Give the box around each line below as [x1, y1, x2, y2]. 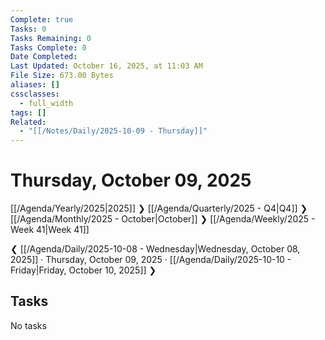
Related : [10, 117, 47, 127]
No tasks [10, 319, 47, 331]
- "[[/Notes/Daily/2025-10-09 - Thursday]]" [19, 126, 208, 136]
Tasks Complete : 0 [10, 42, 87, 53]
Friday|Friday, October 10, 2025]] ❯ [10, 264, 157, 276]
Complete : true [10, 14, 74, 25]
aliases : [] [10, 80, 60, 90]
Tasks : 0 [10, 24, 47, 34]
